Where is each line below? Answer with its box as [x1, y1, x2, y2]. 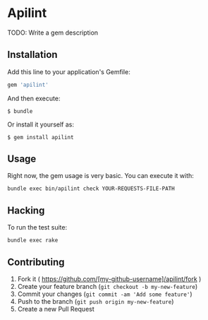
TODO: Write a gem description [7, 28, 99, 37]
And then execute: [7, 94, 61, 102]
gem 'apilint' [7, 81, 49, 88]
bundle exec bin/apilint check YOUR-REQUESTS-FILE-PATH [7, 185, 175, 192]
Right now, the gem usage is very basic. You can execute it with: [7, 172, 194, 180]
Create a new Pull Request [17, 305, 95, 314]
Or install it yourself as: [7, 120, 74, 129]
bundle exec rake [7, 237, 59, 244]
